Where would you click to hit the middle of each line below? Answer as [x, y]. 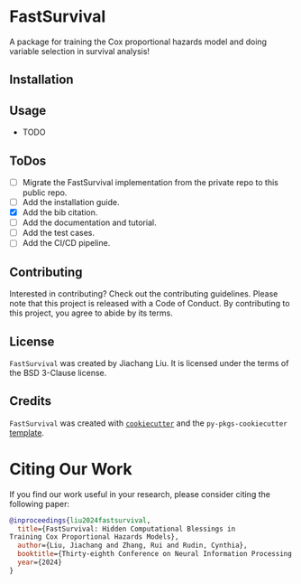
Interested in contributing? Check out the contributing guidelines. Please [144, 294]
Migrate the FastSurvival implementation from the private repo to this [150, 182]
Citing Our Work [71, 469]
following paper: [40, 504]
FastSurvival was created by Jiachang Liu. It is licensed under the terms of [149, 363]
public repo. [45, 193]
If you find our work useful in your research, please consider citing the [140, 494]
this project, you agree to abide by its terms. [91, 313]
